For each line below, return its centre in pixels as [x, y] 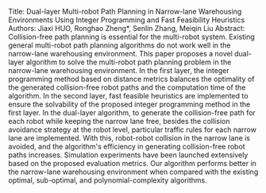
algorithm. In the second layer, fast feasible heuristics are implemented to [128, 96]
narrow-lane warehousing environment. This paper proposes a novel [120, 54]
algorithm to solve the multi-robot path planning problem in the [129, 62]
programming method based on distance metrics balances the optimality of [131, 79]
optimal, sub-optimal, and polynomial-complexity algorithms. [108, 180]
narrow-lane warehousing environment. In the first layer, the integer [119, 70]
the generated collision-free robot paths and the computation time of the [127, 87]
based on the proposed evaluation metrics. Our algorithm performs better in [132, 163]
